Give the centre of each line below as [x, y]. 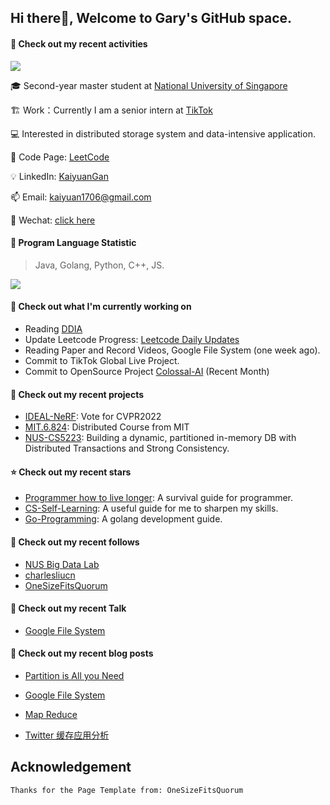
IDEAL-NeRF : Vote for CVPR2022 [93, 417]
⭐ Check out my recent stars [71, 472]
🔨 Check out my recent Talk [68, 608]
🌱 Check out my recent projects [77, 394]
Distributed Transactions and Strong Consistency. [127, 448]
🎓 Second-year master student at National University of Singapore [149, 85]
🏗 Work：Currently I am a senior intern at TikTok [111, 110]
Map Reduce [51, 715]
